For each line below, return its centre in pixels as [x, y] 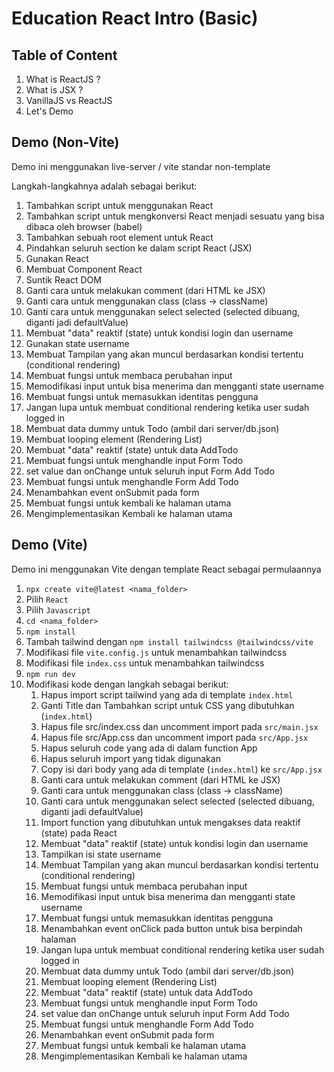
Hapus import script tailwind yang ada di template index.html [167, 694]
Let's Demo [49, 111]
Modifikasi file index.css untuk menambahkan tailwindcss [145, 663]
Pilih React [47, 599]
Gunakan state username [77, 343]
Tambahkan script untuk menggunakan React [119, 205]
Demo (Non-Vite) [65, 142]
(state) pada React [79, 833]
